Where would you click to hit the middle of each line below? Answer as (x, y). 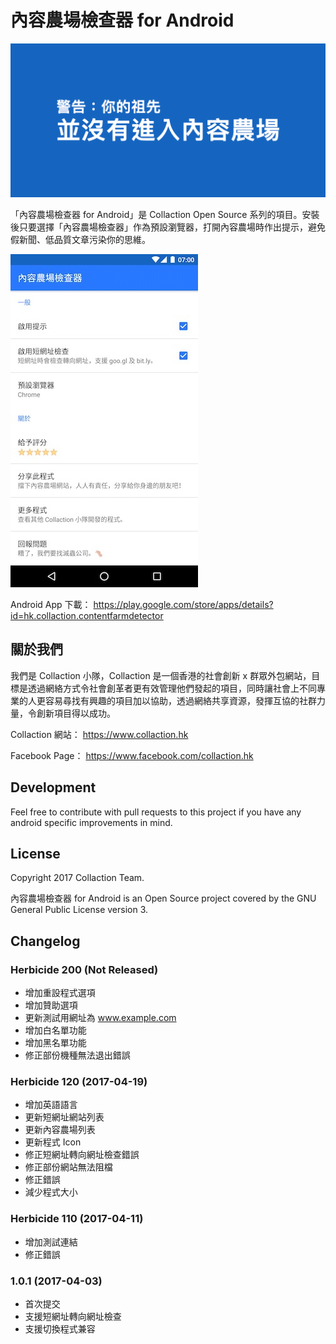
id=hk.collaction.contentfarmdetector (87, 616)
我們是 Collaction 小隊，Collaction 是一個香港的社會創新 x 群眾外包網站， (161, 675)
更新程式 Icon (53, 1142)
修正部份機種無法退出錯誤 (77, 1055)
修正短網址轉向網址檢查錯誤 (82, 1155)
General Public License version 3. (79, 910)
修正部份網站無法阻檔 (68, 1167)
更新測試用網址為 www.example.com (100, 1018)
